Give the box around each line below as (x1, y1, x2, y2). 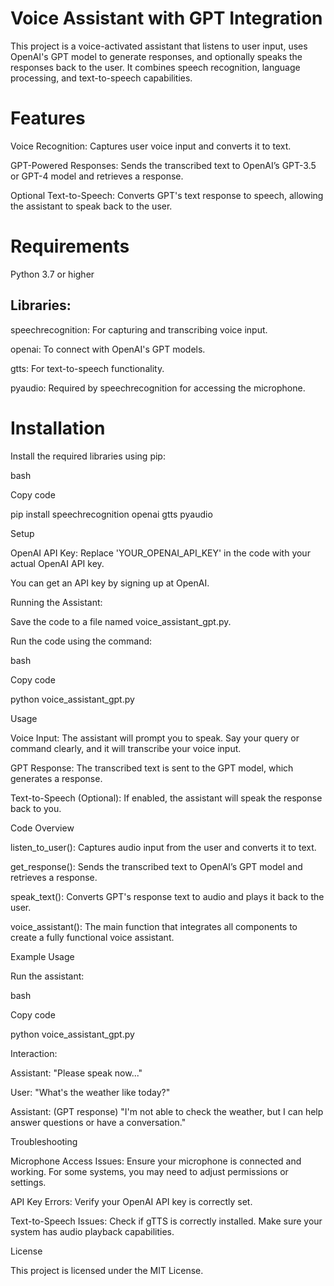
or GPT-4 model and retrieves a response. (10, 170, 184, 182)
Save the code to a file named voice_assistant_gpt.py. (10, 615, 232, 627)
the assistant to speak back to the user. (10, 200, 173, 212)
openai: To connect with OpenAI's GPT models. (10, 343, 206, 355)
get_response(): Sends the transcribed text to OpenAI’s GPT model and (10, 860, 303, 872)
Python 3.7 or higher (10, 268, 95, 280)
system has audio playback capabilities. (10, 1225, 175, 1237)
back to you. (10, 802, 62, 814)
